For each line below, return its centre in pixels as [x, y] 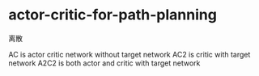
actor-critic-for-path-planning [113, 15]
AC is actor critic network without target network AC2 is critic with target [129, 54]
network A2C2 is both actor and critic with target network [104, 63]
